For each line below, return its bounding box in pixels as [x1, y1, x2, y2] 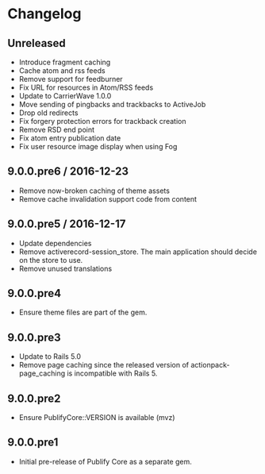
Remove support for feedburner [18, 75, 124, 83]
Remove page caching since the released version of [18, 360, 190, 370]
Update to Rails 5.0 [18, 352, 81, 361]
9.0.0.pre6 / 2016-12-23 [7, 164, 129, 179]
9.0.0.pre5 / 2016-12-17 [7, 218, 126, 231]
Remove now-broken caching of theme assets [18, 186, 170, 195]
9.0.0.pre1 [7, 436, 59, 449]
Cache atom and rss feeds [18, 66, 106, 75]
